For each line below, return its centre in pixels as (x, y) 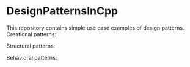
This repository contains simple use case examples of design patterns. (95, 28)
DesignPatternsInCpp (62, 11)
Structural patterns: (31, 46)
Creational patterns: (31, 34)
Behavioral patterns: (32, 57)
